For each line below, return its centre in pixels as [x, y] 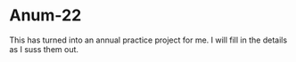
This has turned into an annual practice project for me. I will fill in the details [148, 40]
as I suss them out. [44, 49]
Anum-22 [45, 15]
